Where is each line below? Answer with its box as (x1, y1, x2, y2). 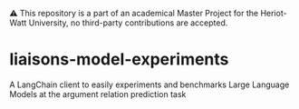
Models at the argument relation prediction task (9, 88, 187, 99)
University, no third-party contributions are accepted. (28, 17, 228, 28)
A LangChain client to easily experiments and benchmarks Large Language (9, 79, 290, 90)
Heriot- (260, 8, 287, 18)
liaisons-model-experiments (9, 49, 229, 70)
